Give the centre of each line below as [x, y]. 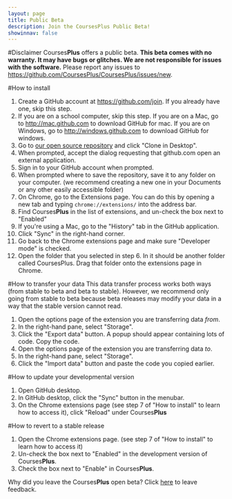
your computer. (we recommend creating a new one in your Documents [119, 182]
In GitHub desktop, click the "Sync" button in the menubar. [101, 398]
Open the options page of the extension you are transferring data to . [115, 349]
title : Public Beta [36, 20]
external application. [47, 161]
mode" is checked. [45, 248]
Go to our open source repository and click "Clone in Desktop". [107, 145]
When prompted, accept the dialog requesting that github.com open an [119, 153]
